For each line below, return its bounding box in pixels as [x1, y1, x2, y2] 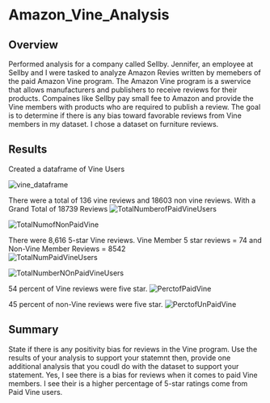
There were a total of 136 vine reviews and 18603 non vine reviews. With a [8, 195, 256, 205]
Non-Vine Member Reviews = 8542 [8, 244, 126, 254]
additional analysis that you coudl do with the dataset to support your [8, 361, 239, 371]
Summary [8, 323, 59, 337]
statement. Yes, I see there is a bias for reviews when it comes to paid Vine [8, 370, 259, 380]
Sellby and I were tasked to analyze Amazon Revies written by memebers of [8, 68, 261, 78]
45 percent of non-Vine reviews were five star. [8, 299, 163, 309]
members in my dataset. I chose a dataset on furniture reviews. [8, 120, 219, 128]
